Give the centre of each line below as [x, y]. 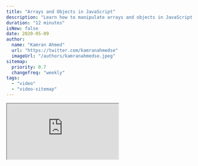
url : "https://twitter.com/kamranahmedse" [65, 51]
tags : [13, 78]
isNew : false [22, 28]
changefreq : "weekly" [38, 73]
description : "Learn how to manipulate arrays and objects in [85, 17]
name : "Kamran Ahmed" [38, 45]
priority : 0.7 [29, 67]
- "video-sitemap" [34, 89]
